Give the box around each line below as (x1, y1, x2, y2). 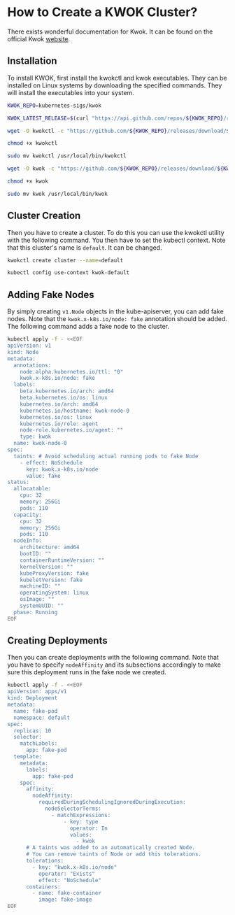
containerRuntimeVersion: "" (20, 557, 105, 564)
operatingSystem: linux (20, 589, 90, 597)
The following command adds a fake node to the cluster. (7, 322, 170, 331)
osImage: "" (20, 596, 55, 603)
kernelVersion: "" (20, 563, 73, 570)
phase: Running (13, 609, 58, 616)
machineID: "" (20, 583, 61, 590)
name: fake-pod (13, 707, 58, 714)
